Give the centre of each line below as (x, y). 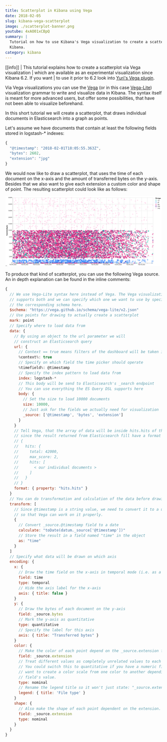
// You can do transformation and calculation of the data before (80, 499)
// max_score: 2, (36, 457)
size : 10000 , (37, 405)
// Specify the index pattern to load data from (70, 373)
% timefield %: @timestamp (44, 368)
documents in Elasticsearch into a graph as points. (57, 118)
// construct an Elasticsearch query (53, 341)
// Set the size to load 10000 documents (67, 399)
